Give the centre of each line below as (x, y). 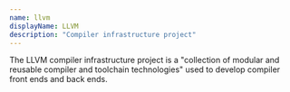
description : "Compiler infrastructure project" (103, 34)
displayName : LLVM (44, 26)
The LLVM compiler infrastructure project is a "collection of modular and (145, 60)
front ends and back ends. (58, 79)
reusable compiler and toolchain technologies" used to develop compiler (145, 69)
